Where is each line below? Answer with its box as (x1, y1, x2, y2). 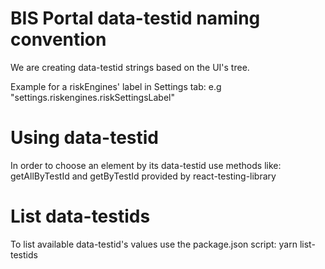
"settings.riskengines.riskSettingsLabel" (10, 91, 175, 103)
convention (10, 28, 107, 51)
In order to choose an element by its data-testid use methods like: (10, 159, 282, 171)
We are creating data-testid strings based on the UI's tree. (10, 61, 250, 73)
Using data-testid (10, 127, 160, 149)
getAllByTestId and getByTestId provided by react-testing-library (10, 170, 277, 182)
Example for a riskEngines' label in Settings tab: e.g (10, 80, 222, 92)
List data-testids (10, 205, 151, 228)
